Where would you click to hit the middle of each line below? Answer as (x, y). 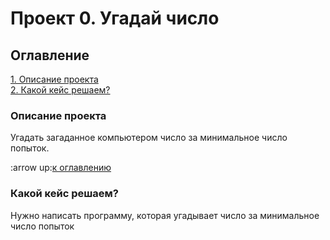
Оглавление (50, 55)
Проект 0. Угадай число (115, 18)
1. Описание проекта (54, 79)
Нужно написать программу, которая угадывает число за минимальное (165, 215)
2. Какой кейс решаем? (60, 90)
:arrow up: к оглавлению (61, 168)
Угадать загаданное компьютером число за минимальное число (149, 138)
